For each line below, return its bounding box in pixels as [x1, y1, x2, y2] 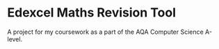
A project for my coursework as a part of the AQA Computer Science [7, 28, 204, 36]
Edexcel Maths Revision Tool [7, 5, 176, 21]
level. [7, 35, 23, 43]
